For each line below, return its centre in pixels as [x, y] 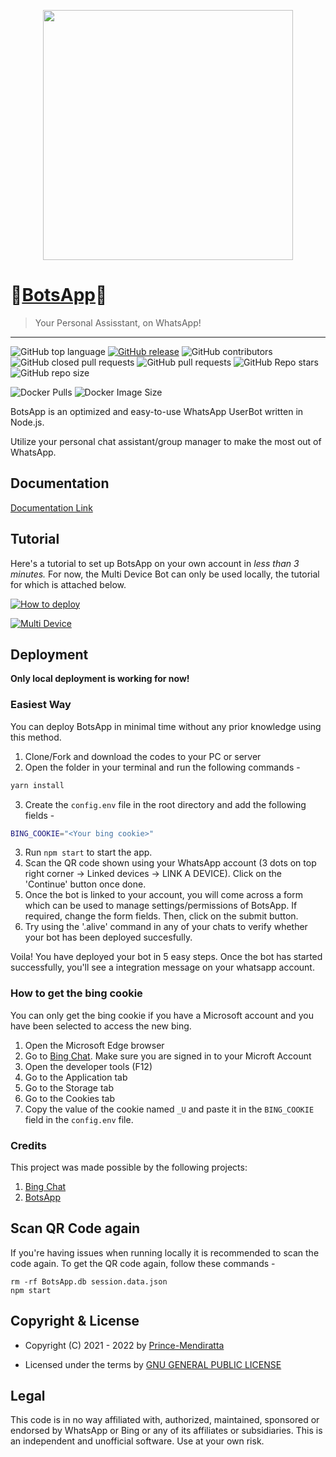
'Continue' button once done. [85, 884]
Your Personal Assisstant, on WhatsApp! [118, 322]
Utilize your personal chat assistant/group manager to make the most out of [166, 441]
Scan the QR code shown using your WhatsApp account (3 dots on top [170, 863]
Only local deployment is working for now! [100, 679]
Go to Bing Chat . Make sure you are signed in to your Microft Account [168, 1056]
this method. [36, 737]
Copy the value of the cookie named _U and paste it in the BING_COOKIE [169, 1109]
